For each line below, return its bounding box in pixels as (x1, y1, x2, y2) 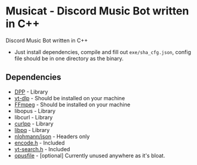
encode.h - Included (14, 139, 65, 146)
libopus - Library (14, 107, 56, 115)
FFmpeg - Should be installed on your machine (14, 101, 130, 108)
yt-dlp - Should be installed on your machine (14, 94, 126, 101)
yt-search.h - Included (14, 145, 70, 152)
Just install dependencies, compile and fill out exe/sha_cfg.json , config (14, 48, 192, 55)
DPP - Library (14, 88, 49, 95)
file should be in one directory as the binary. (14, 55, 124, 62)
